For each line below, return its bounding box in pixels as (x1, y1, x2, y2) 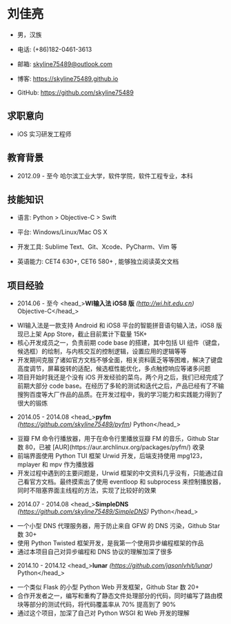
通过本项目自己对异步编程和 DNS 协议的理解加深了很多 (17, 547, 173, 556)
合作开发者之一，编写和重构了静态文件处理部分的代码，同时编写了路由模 (17, 592, 223, 600)
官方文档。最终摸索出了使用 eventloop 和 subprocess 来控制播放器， (29, 478, 225, 486)
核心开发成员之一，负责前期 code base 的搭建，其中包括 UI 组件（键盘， (17, 339, 223, 347)
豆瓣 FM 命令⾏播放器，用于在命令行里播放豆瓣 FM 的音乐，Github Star (17, 435, 219, 443)
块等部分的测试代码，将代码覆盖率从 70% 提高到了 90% (17, 601, 177, 609)
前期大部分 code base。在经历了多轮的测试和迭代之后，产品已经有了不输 (17, 381, 224, 390)
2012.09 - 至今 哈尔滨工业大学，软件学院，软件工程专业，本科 (17, 171, 193, 180)
